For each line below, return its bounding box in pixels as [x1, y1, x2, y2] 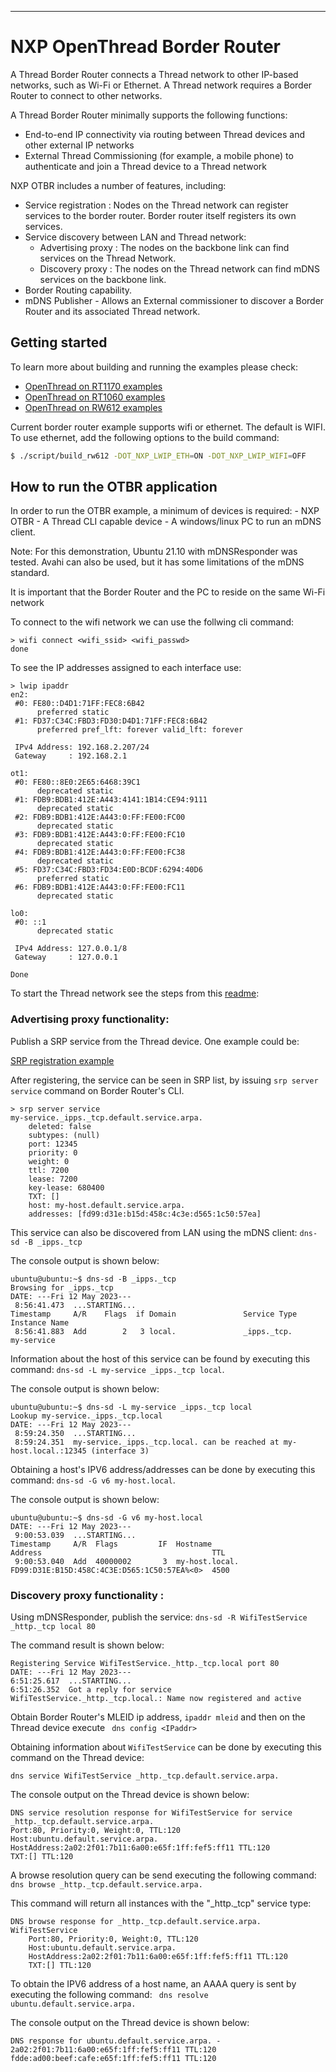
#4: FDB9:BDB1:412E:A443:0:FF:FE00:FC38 [14, 847, 186, 858]
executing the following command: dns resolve [10, 1989, 209, 2001]
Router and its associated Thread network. [24, 305, 201, 317]
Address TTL [10, 1547, 226, 1558]
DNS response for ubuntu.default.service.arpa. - [10, 2036, 222, 2046]
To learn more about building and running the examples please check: [10, 361, 299, 373]
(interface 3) [90, 1446, 150, 1456]
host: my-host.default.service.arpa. [28, 1200, 186, 1210]
